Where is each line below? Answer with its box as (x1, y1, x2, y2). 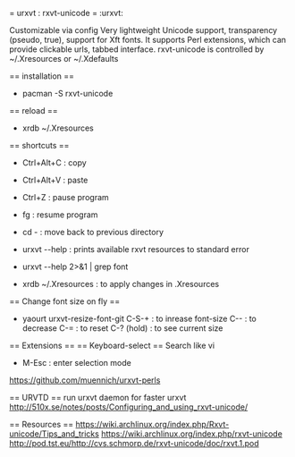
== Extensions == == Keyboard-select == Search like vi (9, 340, 215, 351)
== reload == (9, 106, 58, 115)
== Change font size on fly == (9, 296, 121, 307)
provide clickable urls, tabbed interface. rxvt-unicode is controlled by (9, 44, 265, 55)
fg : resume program (21, 209, 98, 220)
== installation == (9, 71, 74, 81)
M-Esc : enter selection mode (21, 358, 131, 368)
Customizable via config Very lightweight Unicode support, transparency (9, 25, 278, 35)
